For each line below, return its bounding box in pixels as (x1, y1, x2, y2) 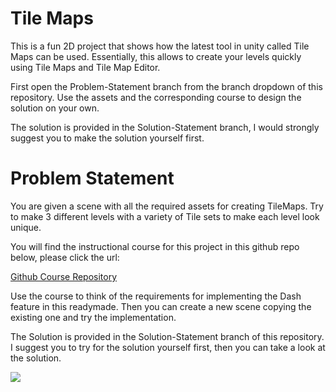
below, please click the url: (10, 251, 120, 263)
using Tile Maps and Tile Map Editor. (10, 61, 161, 73)
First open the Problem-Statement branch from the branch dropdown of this (10, 80, 323, 92)
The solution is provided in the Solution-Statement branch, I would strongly (10, 121, 320, 133)
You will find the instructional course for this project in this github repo (10, 240, 300, 252)
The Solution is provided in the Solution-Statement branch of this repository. (10, 330, 325, 342)
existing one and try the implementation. (10, 311, 177, 323)
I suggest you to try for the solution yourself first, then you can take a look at (10, 341, 326, 353)
